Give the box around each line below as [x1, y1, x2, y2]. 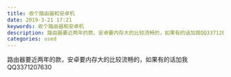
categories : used [7, 36, 57, 43]
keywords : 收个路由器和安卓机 [7, 23, 85, 30]
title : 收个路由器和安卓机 [7, 10, 76, 17]
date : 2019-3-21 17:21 [7, 16, 72, 23]
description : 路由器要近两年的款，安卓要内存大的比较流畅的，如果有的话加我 [7, 29, 201, 36]
